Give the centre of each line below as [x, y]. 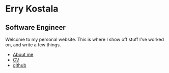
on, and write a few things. [33, 45]
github [19, 65]
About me [23, 54]
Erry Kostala [32, 9]
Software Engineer [36, 27]
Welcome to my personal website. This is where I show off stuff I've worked [85, 39]
